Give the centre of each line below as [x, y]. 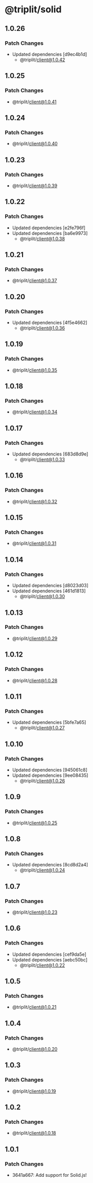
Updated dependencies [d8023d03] [50, 586]
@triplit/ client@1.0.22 [42, 965]
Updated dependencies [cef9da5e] [49, 954]
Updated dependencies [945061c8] [50, 770]
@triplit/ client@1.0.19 [34, 1091]
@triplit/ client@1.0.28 [35, 680]
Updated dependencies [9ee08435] [50, 775]
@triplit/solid [33, 10]
